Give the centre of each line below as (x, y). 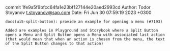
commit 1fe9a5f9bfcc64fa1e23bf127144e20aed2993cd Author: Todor (78, 7)
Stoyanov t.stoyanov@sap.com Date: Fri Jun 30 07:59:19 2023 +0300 (78, 12)
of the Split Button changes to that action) (54, 43)
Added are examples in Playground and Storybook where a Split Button (82, 30)
